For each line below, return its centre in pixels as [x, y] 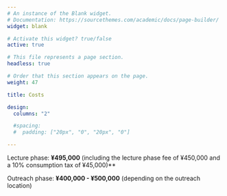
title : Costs [26, 95]
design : [18, 107]
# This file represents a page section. [66, 58]
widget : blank [27, 26]
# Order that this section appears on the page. [78, 76]
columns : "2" [32, 114]
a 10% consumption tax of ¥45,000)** [62, 165]
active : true [26, 45]
